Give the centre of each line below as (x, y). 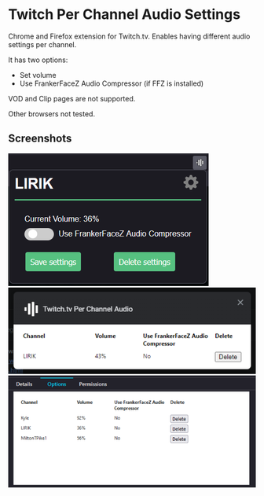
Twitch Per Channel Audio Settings (125, 15)
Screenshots (40, 139)
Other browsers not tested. (52, 114)
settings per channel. (42, 44)
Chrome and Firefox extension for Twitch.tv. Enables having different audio (129, 36)
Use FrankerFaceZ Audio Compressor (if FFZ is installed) (112, 83)
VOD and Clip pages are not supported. (72, 98)
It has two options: (38, 60)
